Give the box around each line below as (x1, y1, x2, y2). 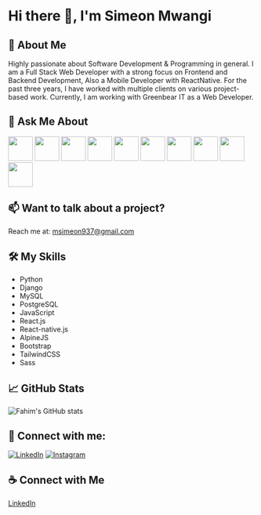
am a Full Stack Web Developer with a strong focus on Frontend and (8, 67, 228, 77)
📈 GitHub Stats (8, 382, 85, 395)
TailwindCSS (19, 350, 61, 359)
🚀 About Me (8, 38, 67, 52)
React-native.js (19, 325, 69, 334)
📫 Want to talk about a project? (8, 201, 165, 215)
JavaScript (19, 308, 55, 317)
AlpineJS (19, 333, 49, 343)
